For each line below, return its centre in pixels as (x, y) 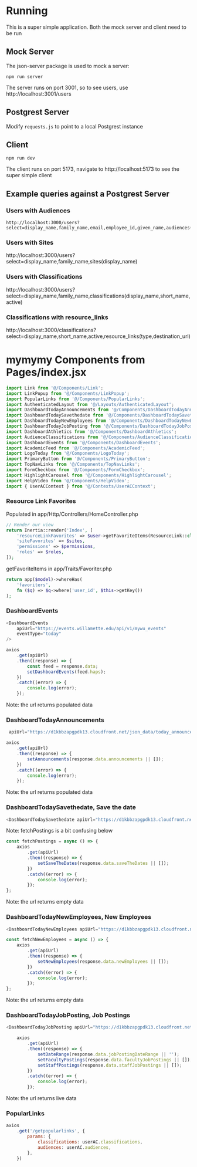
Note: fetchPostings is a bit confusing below (60, 831)
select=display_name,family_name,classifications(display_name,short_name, (98, 296)
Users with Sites (30, 242)
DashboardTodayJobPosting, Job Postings (68, 1015)
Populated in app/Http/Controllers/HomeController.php (72, 514)
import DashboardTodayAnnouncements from (57, 410)
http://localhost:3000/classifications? (51, 330)
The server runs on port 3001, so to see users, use (67, 87)
